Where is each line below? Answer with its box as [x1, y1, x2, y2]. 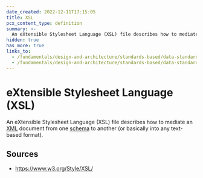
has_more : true [6, 43, 45, 49]
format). [23, 131, 43, 139]
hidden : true [6, 37, 39, 43]
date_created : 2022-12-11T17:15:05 [6, 8, 96, 15]
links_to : [6, 48, 31, 54]
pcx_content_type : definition [6, 20, 83, 26]
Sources [6, 149, 39, 159]
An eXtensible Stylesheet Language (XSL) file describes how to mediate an [6, 119, 193, 126]
